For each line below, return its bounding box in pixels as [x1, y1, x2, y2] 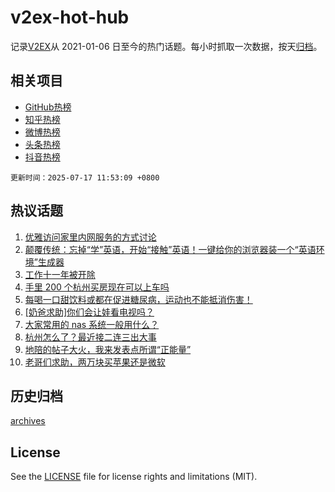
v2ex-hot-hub [10, 6, 130, 29]
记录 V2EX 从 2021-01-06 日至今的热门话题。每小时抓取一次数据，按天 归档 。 [10, 40, 323, 52]
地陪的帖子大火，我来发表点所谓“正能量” [24, 343, 192, 355]
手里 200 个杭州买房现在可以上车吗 [24, 281, 170, 293]
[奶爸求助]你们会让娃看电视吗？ [24, 306, 155, 318]
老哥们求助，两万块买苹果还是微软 [24, 356, 166, 368]
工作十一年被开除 [24, 268, 96, 280]
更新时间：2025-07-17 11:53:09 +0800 [10, 172, 160, 183]
